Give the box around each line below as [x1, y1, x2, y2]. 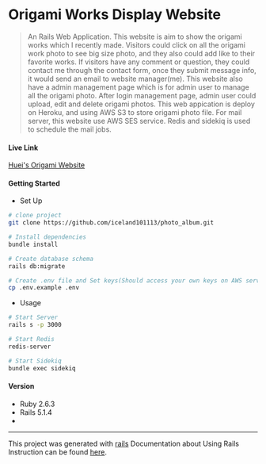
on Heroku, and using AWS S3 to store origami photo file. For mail [27, 107, 242, 117]
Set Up [19, 196, 43, 205]
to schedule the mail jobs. [27, 125, 112, 134]
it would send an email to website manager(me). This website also [27, 74, 243, 83]
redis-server [8, 343, 51, 351]
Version [8, 382, 35, 391]
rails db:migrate [8, 262, 66, 270]
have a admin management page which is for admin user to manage [27, 82, 249, 92]
